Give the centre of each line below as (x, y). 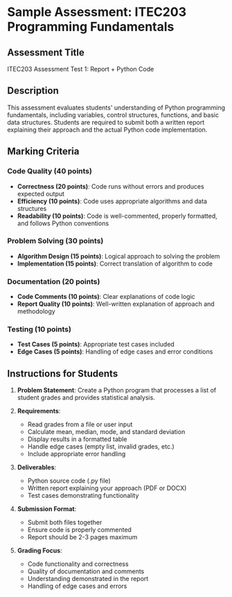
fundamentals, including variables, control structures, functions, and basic (113, 114)
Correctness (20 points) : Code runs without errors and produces (110, 186)
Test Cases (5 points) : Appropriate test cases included (96, 345)
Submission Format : (47, 509)
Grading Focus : (39, 551)
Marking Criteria (43, 152)
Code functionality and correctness (78, 564)
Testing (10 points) (39, 329)
